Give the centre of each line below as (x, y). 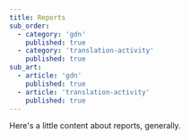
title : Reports (38, 17)
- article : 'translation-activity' (84, 92)
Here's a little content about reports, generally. (95, 126)
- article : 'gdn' (50, 76)
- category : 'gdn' (52, 34)
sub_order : (30, 26)
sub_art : (26, 68)
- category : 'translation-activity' (86, 51)
